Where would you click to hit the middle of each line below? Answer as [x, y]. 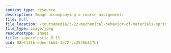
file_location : [21, 24]
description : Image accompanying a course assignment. [65, 15]
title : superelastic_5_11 [33, 38]
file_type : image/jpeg [29, 29]
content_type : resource [31, 10]
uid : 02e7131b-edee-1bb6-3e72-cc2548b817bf [52, 43]
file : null [17, 19]
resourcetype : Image [27, 33]
